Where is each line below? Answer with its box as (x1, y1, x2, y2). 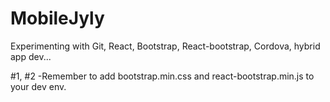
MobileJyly (10, 7, 105, 30)
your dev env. (10, 80, 67, 92)
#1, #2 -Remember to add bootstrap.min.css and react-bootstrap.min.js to (10, 70, 315, 82)
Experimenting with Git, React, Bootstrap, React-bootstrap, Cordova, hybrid (10, 40, 321, 52)
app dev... (10, 50, 52, 62)
